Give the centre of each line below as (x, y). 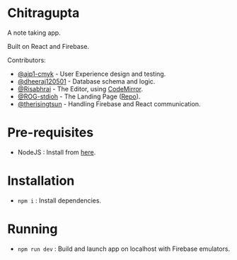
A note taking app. (34, 33)
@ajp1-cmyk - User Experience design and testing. (92, 74)
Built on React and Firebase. (48, 46)
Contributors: (27, 60)
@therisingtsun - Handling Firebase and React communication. (109, 103)
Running (33, 229)
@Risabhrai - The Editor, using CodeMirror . (80, 89)
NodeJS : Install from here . (57, 152)
